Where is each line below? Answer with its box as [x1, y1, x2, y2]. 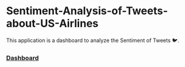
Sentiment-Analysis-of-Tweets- [6, 4, 168, 18]
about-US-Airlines [6, 17, 99, 30]
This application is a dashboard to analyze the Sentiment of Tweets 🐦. [6, 37, 180, 44]
